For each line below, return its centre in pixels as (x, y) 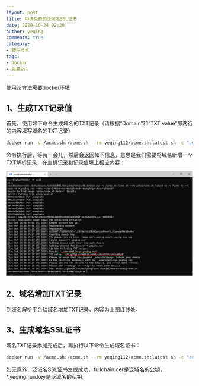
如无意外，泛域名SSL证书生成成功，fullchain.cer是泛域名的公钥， (86, 369)
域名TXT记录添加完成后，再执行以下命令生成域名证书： (73, 346)
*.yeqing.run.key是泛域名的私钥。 (47, 377)
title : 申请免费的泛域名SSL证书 (41, 19)
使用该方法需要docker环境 (38, 87)
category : (18, 44)
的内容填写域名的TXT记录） (40, 131)
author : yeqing (25, 32)
